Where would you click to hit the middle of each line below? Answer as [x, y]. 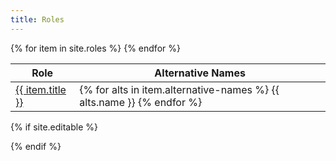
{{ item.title [41, 89]
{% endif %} [36, 146]
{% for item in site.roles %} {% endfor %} [95, 48]
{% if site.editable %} [54, 127]
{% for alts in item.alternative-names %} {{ [179, 89]
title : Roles [37, 19]
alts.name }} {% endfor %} [141, 102]
